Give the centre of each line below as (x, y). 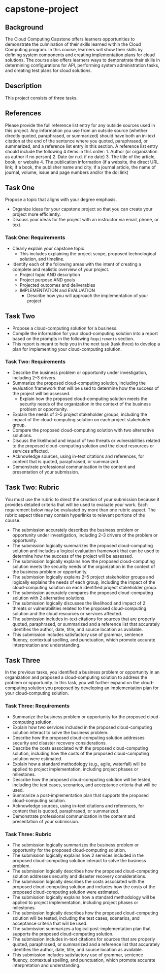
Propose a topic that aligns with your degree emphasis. (61, 200)
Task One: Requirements (35, 237)
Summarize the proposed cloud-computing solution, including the (79, 383)
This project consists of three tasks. (41, 98)
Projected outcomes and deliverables (57, 285)
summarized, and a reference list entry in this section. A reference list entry (82, 146)
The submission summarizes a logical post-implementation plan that (82, 929)
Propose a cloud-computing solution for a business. (65, 328)
